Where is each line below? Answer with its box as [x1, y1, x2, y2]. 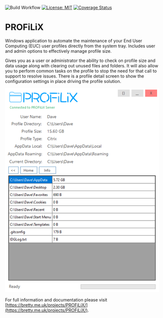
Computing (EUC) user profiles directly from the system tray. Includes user [5, 43, 156, 49]
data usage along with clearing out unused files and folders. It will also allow [5, 62, 159, 68]
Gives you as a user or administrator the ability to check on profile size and [5, 58, 156, 63]
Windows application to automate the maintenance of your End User [5, 38, 143, 43]
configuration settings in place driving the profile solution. [5, 78, 122, 84]
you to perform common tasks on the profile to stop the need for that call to [5, 68, 157, 74]
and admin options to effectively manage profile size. [5, 48, 112, 54]
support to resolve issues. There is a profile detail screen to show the [5, 73, 144, 79]
